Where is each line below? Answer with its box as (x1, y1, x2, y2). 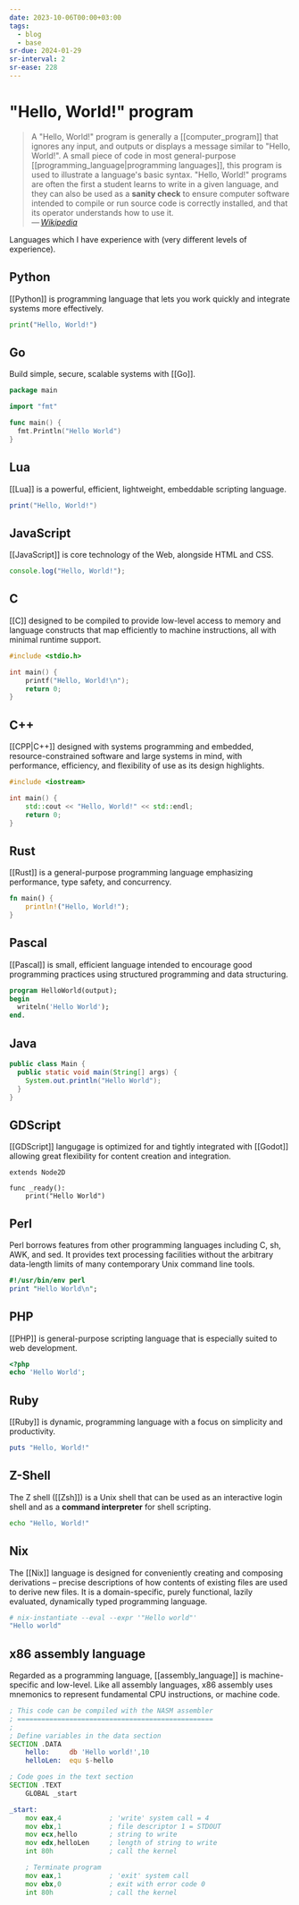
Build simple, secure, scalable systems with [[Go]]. (9, 369, 196, 380)
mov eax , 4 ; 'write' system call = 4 (25, 1814, 210, 1823)
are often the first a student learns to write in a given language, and (30, 178, 279, 189)
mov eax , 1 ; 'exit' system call (25, 1871, 190, 1880)
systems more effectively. (9, 303, 104, 313)
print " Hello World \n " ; (9, 1284, 98, 1294)
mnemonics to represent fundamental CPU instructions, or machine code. (9, 1689, 280, 1700)
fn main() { (9, 894, 54, 903)
